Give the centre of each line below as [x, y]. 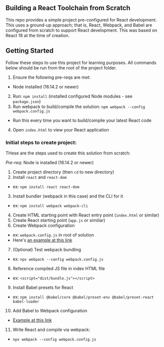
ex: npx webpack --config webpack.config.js [58, 259]
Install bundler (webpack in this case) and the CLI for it [68, 196]
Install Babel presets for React [43, 287]
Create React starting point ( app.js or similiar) [59, 220]
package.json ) [27, 101]
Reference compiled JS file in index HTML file [59, 268]
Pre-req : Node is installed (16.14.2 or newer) [50, 162]
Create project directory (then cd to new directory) [63, 172]
